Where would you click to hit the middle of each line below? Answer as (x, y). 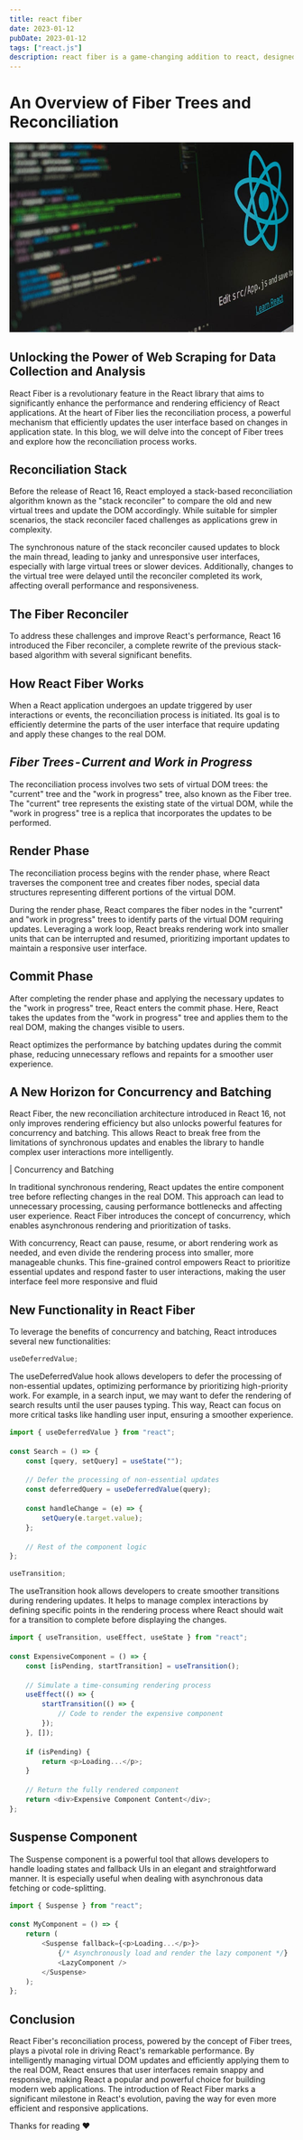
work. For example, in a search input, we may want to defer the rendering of (151, 1395)
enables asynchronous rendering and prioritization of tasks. (120, 1225)
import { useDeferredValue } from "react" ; (92, 1432)
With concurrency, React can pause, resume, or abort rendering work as (144, 1244)
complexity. (31, 530)
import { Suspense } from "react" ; (76, 1905)
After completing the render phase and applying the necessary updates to (147, 998)
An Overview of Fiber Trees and (130, 103)
